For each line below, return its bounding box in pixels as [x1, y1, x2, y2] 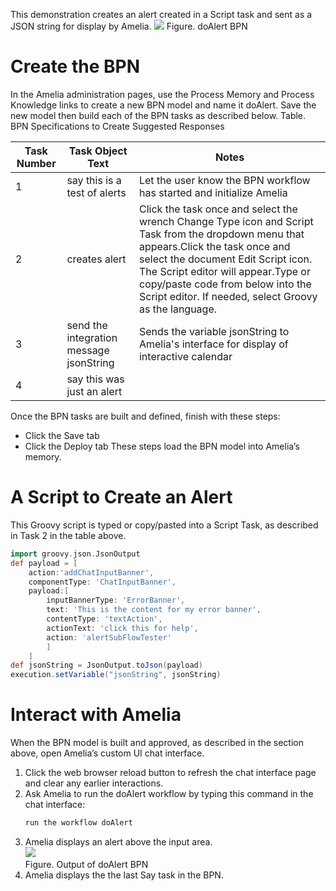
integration [66, 330, 118, 344]
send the [66, 318, 108, 332]
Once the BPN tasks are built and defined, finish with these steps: [10, 410, 281, 422]
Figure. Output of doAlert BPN [24, 858, 149, 870]
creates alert [66, 252, 127, 266]
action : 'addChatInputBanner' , [28, 567, 155, 578]
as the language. [138, 302, 218, 316]
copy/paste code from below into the [138, 277, 312, 291]
